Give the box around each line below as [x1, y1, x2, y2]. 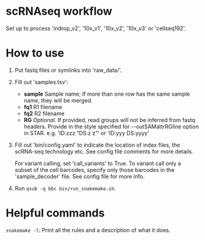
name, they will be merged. [23, 96, 93, 104]
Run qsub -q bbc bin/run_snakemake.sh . [14, 184, 116, 192]
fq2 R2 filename [23, 109, 65, 117]
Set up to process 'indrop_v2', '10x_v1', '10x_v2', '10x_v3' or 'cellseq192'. [6, 25, 187, 32]
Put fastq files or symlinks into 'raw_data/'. [14, 66, 122, 74]
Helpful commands [6, 206, 105, 220]
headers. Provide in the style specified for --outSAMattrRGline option [23, 123, 199, 130]
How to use [6, 46, 64, 60]
